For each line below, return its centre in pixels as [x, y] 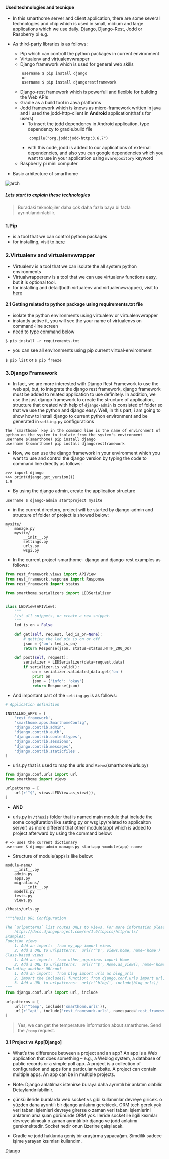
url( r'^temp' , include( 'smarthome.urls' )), [61, 1006]
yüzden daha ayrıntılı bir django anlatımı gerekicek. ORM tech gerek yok [87, 1105]
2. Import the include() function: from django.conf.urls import [84, 978]
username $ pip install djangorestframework [69, 82]
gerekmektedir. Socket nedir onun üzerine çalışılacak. [68, 1126]
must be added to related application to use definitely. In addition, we [84, 394]
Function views [21, 941]
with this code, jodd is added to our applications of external [89, 148]
